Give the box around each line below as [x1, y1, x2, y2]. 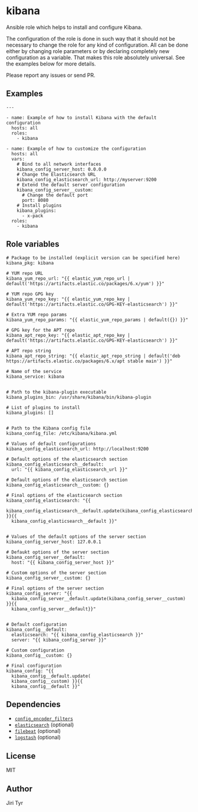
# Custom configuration [6, 647, 65, 653]
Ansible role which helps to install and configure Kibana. [6, 24, 143, 31]
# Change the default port [21, 192, 88, 198]
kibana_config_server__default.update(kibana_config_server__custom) [11, 595, 186, 601]
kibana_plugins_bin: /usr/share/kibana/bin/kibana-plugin [6, 394, 151, 400]
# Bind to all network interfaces [16, 161, 101, 167]
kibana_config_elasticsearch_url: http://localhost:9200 [6, 446, 149, 452]
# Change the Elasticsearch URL [16, 171, 96, 178]
